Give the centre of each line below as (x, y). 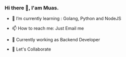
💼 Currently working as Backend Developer (56, 40)
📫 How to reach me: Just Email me (48, 28)
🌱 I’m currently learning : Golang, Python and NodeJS (66, 19)
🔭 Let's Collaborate (31, 49)
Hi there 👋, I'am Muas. (32, 8)
